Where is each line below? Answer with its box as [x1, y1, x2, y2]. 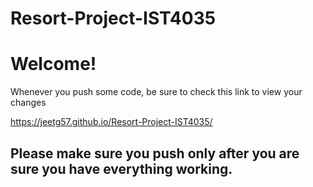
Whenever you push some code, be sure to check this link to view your [10, 86, 303, 98]
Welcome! [10, 53, 97, 76]
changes [10, 97, 47, 109]
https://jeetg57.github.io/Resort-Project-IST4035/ [10, 116, 213, 128]
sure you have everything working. [10, 160, 233, 177]
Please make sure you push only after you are [10, 145, 300, 162]
